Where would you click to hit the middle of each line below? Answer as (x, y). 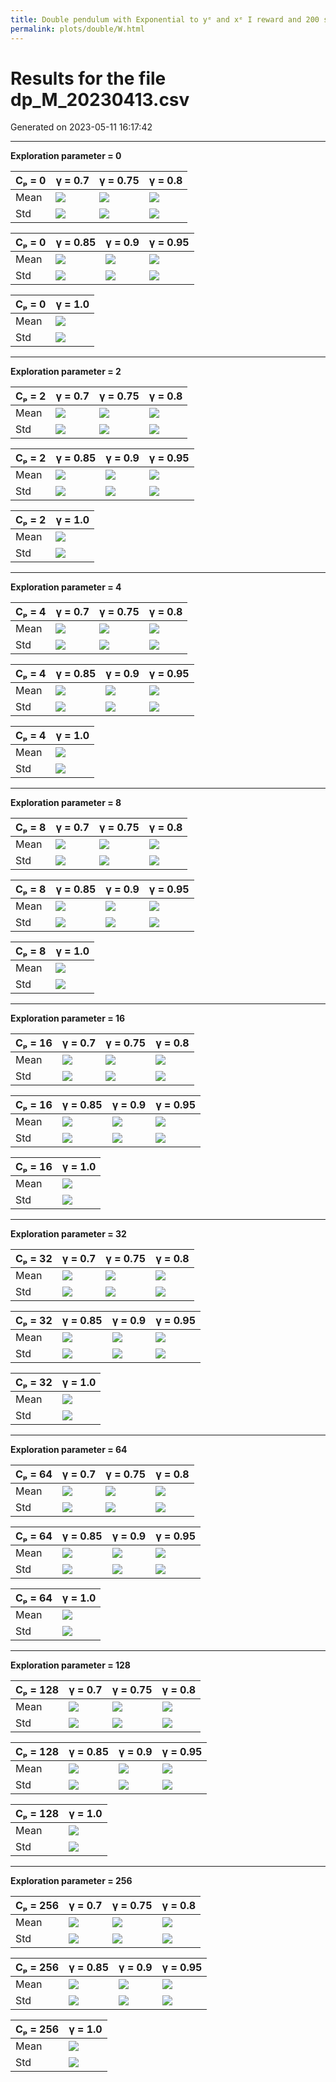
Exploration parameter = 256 (71, 1881)
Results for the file (88, 78)
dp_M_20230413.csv (100, 99)
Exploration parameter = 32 (68, 1234)
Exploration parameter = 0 (66, 156)
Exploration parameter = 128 (70, 1665)
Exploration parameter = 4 (66, 587)
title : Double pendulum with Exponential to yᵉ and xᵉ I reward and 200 (165, 19)
